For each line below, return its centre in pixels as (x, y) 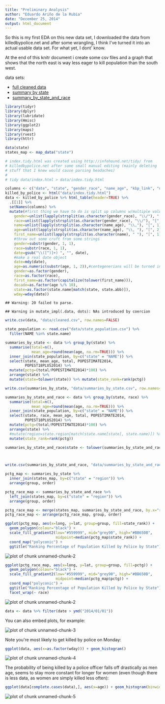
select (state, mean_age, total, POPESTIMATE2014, (61, 361)
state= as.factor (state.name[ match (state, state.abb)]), (72, 289)
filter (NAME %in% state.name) (40, 334)
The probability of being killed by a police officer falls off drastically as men (81, 667)
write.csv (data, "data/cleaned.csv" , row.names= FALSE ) (62, 320)
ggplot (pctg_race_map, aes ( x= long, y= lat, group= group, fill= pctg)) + (79, 565)
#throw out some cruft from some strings (57, 239)
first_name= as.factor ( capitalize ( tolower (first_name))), (73, 280)
